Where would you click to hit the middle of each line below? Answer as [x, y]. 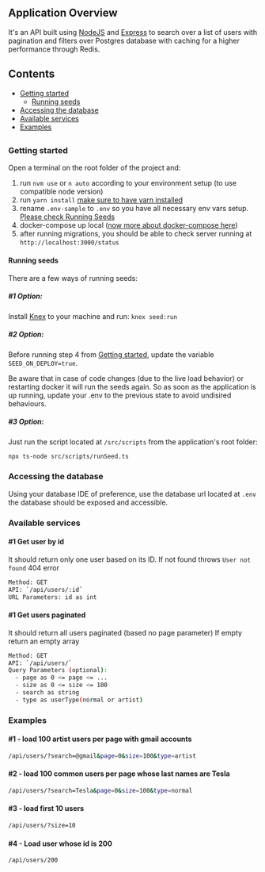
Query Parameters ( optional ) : [58, 670]
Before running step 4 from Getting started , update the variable [111, 354]
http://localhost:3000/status [70, 243]
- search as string [47, 693]
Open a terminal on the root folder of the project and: [95, 168]
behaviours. [28, 403]
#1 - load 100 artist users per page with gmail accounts [100, 739]
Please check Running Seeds [67, 217]
